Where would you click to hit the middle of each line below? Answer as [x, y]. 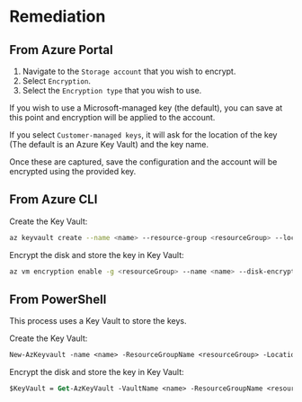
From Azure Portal [62, 50]
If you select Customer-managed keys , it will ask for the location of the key [143, 135]
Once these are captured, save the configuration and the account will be [143, 162]
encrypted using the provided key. [73, 171]
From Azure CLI [53, 200]
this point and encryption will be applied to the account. [112, 117]
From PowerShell [58, 299]
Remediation [58, 17]
